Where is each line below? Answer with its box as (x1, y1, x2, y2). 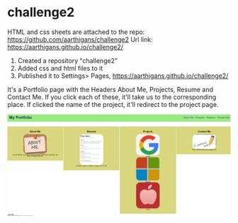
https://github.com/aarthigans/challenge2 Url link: (7, 35, 154, 43)
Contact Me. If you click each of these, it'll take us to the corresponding (7, 93, 217, 101)
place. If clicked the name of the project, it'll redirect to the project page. (7, 100, 219, 108)
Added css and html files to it (17, 64, 103, 72)
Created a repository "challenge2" (17, 56, 118, 64)
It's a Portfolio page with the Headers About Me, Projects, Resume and (7, 85, 214, 93)
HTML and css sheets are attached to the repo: (7, 28, 145, 36)
